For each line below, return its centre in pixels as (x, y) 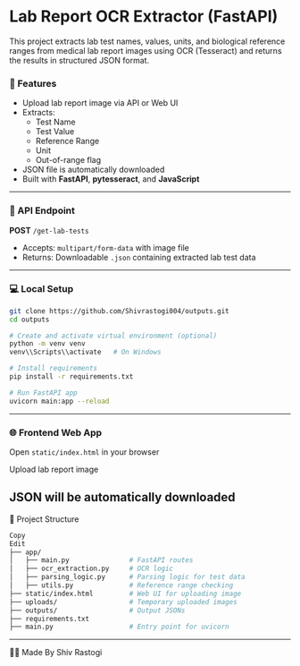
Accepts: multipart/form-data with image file (105, 247)
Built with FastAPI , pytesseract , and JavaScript (111, 179)
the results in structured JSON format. (79, 60)
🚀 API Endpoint (42, 210)
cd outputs (29, 320)
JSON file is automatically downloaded (93, 170)
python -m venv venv (48, 344)
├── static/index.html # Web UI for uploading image (125, 593)
